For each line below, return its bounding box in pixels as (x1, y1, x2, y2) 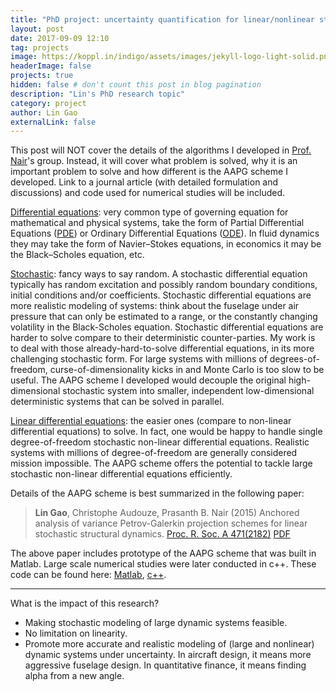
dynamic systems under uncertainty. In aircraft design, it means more (24, 649, 312, 661)
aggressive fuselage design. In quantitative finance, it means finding (24, 659, 307, 671)
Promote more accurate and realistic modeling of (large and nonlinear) (24, 638, 315, 650)
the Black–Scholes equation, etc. (10, 249, 145, 261)
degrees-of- (269, 353, 320, 365)
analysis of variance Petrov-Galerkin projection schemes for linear (34, 517, 308, 530)
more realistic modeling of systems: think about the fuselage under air (10, 300, 300, 312)
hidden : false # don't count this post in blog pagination (10, 80, 262, 90)
